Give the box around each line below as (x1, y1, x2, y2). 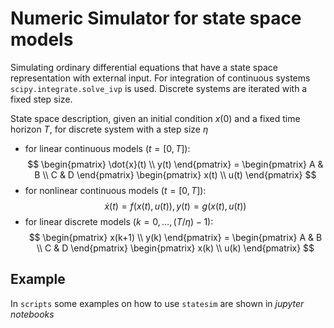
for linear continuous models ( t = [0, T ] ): (24, 142, 191, 154)
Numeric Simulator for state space (10, 7, 302, 30)
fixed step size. (10, 93, 73, 105)
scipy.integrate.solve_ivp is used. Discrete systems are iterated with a (10, 82, 308, 94)
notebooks (10, 308, 55, 320)
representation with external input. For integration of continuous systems (10, 72, 311, 84)
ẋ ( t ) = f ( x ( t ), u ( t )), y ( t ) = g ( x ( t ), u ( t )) (104, 200, 247, 212)
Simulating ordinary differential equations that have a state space (10, 61, 278, 73)
